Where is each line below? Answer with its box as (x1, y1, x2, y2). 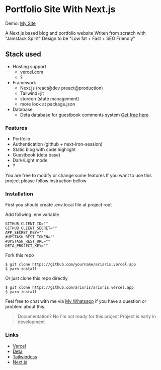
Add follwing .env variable (5, 212, 59, 218)
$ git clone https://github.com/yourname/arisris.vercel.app (5, 262, 136, 267)
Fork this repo (5, 252, 34, 258)
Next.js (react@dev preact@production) (20, 85, 103, 91)
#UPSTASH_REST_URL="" (5, 239, 51, 244)
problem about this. (5, 304, 46, 310)
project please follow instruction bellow (5, 178, 87, 184)
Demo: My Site (5, 20, 36, 26)
